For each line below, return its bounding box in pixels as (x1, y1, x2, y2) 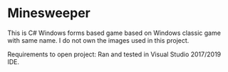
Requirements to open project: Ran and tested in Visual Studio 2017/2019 (7, 50, 222, 58)
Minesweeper (7, 5, 90, 21)
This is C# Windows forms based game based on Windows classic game (7, 29, 221, 37)
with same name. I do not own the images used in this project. (7, 36, 190, 44)
